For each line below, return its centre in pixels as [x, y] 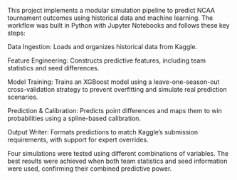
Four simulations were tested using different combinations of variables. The [118, 153]
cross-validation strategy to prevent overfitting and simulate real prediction [117, 89]
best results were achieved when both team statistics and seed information [117, 161]
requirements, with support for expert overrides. [78, 139]
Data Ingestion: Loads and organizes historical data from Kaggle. [102, 47]
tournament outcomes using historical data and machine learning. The [110, 18]
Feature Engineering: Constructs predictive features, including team [107, 60]
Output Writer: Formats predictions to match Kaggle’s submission [102, 132]
